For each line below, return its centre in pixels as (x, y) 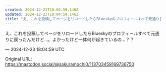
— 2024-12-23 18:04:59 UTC (35, 49)
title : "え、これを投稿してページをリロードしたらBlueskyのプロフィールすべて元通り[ (83, 19)
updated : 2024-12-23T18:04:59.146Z (42, 14)
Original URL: (19, 59)
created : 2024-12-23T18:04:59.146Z (42, 10)
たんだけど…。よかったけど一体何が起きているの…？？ (78, 39)
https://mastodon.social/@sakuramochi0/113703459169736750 (70, 64)
